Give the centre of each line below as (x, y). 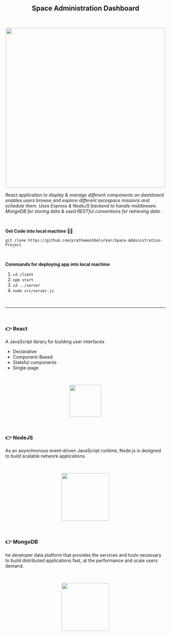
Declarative (25, 352)
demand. (15, 566)
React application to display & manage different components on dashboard (85, 195)
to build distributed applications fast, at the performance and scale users (81, 560)
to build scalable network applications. (46, 456)
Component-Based (33, 357)
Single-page (26, 368)
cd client (23, 275)
